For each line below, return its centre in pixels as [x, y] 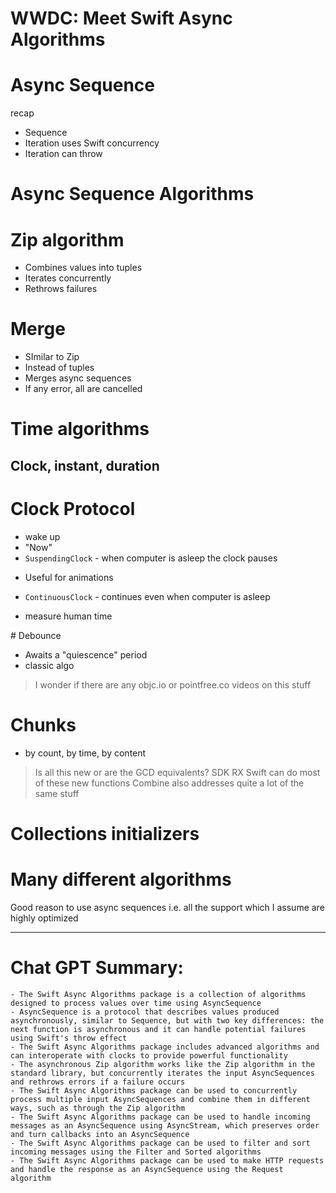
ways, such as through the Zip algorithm [98, 1108]
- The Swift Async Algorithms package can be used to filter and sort [160, 1143]
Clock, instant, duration [85, 465]
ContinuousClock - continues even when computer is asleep [147, 596]
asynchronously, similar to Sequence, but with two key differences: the [167, 1020]
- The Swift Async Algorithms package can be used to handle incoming [160, 1117]
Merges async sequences [78, 378]
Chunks [43, 724]
